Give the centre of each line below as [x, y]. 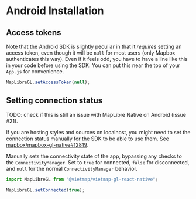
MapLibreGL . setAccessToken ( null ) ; [48, 82]
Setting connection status [54, 101]
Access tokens [34, 33]
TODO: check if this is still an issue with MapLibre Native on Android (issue [96, 114]
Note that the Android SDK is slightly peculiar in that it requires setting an [94, 46]
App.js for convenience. [35, 71]
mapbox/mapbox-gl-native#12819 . [47, 144]
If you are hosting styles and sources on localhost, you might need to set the [98, 132]
